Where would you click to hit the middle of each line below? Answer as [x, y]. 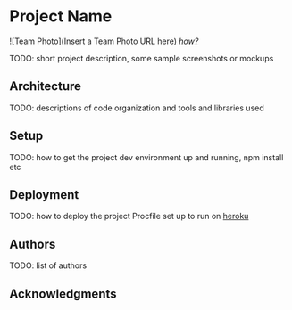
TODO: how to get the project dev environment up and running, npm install [146, 157]
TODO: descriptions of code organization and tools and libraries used [137, 108]
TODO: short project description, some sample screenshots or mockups [142, 58]
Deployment [44, 195]
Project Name [61, 16]
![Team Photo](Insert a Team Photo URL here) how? [104, 41]
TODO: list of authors [48, 265]
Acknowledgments [63, 294]
